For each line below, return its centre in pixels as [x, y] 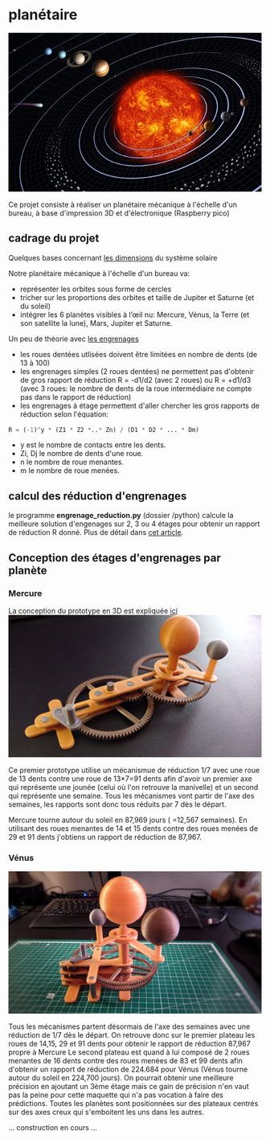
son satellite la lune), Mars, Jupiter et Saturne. [96, 323]
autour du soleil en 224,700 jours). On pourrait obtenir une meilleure [121, 1078]
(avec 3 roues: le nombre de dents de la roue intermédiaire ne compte [136, 389]
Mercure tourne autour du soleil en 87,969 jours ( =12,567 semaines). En [128, 820]
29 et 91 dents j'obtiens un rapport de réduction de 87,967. [105, 837]
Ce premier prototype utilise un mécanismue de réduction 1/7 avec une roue [134, 771]
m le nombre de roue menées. [70, 471]
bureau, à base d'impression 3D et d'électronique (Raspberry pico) [119, 213]
